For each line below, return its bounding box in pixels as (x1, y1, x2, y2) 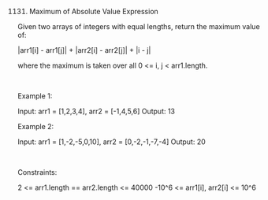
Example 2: (17, 122, 54, 131)
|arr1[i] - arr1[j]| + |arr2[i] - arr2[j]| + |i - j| (17, 46, 151, 54)
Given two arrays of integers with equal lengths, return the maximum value (17, 22, 260, 31)
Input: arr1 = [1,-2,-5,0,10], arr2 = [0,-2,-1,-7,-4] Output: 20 (17, 137, 207, 146)
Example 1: (17, 91, 53, 101)
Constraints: (17, 168, 58, 176)
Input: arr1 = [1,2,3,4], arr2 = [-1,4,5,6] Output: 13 (17, 106, 176, 116)
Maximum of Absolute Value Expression (28, 7, 159, 16)
